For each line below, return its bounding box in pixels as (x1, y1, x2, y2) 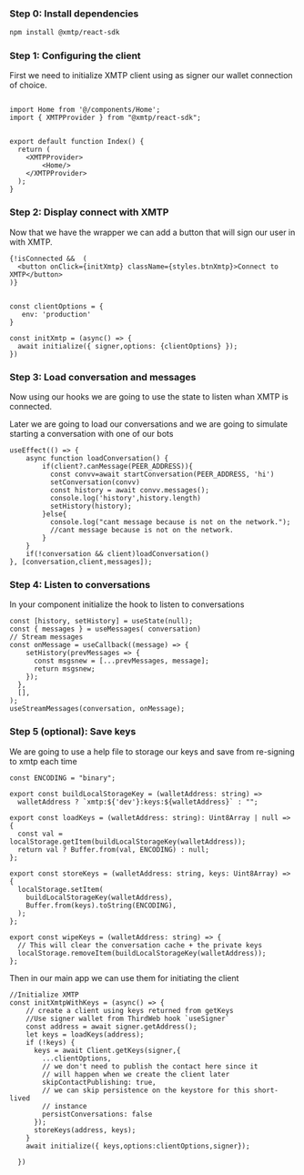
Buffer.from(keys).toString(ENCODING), (25, 900, 177, 910)
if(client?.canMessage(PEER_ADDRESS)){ (42, 462, 194, 471)
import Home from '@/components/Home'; (9, 106, 161, 115)
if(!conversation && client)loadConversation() (25, 550, 209, 559)
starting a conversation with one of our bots (9, 429, 174, 440)
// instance (42, 1101, 88, 1110)
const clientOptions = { (9, 301, 104, 311)
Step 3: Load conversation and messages (9, 370, 197, 383)
